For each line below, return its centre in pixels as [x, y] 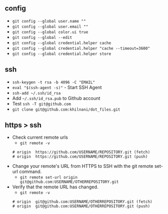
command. [30, 172]
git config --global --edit [42, 37]
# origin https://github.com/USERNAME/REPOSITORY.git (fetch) [81, 152]
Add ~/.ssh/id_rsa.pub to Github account [56, 98]
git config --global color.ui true [50, 32]
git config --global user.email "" [50, 27]
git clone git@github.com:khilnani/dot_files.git [66, 110]
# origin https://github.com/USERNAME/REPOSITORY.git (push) [80, 157]
